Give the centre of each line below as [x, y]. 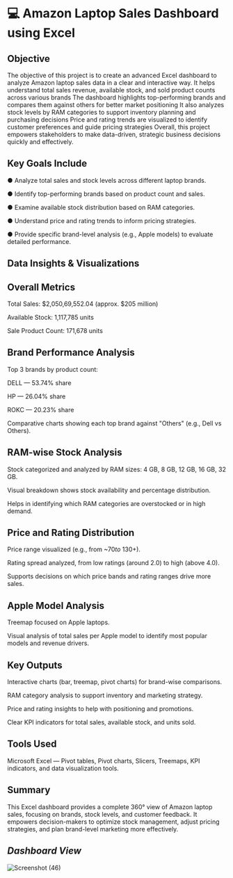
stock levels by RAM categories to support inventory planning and [102, 112]
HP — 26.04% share [37, 396]
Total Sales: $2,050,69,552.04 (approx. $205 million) [83, 304]
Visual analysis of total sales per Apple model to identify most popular [107, 636]
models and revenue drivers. [48, 643]
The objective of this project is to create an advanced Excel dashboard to [112, 75]
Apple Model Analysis [56, 605]
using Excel [41, 33]
